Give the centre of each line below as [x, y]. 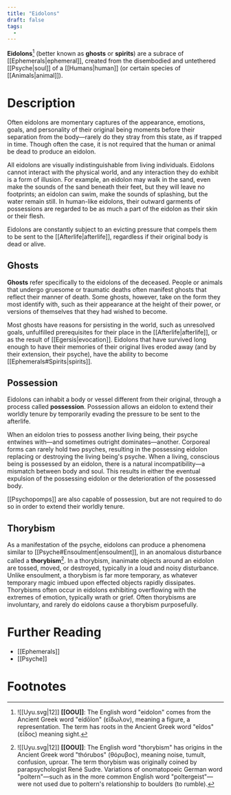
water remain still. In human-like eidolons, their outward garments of [104, 201]
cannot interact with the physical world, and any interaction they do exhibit [113, 172]
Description [41, 103]
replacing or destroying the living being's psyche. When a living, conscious [113, 457]
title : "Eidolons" [33, 13]
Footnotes [37, 687]
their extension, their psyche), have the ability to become [88, 354]
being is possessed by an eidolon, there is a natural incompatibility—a [106, 464]
